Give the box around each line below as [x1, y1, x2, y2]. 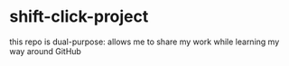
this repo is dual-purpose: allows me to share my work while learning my [9, 36, 280, 47]
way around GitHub [9, 45, 81, 56]
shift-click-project [9, 6, 149, 27]
